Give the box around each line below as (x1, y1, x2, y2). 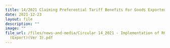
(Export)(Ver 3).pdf (10, 35, 53, 40)
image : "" (5, 26, 26, 31)
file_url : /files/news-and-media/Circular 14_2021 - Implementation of (5, 30, 159, 35)
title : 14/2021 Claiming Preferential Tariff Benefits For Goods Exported (5, 7, 166, 12)
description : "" (5, 21, 39, 26)
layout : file (5, 16, 33, 21)
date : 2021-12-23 (5, 12, 42, 17)
